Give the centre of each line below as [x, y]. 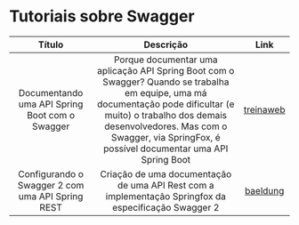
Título [51, 44]
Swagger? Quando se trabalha [166, 82]
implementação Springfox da [166, 196]
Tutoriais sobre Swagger [102, 16]
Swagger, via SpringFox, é [166, 137]
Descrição [166, 44]
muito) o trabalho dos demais [166, 115]
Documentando [51, 92]
